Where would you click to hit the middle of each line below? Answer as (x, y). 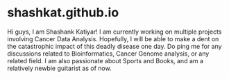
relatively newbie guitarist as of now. (60, 68)
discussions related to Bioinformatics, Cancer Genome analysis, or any (108, 54)
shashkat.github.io (63, 13)
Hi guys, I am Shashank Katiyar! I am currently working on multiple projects (114, 32)
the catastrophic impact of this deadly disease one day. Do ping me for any (114, 46)
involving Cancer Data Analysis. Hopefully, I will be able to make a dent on (113, 38)
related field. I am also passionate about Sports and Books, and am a (105, 60)
